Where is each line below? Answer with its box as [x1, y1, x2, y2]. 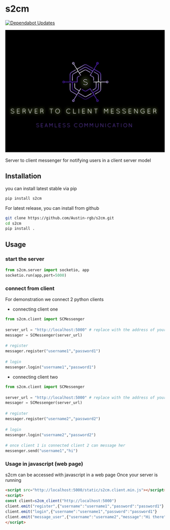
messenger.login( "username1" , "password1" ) [5, 364, 96, 370]
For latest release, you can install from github [5, 205, 100, 211]
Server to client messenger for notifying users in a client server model [5, 158, 151, 164]
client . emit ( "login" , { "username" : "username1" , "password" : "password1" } [5, 509, 157, 514]
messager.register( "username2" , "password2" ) [5, 417, 101, 422]
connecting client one [12, 306, 58, 312]
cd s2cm [5, 221, 22, 226]
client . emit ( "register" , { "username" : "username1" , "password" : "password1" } [5, 504, 164, 509]
